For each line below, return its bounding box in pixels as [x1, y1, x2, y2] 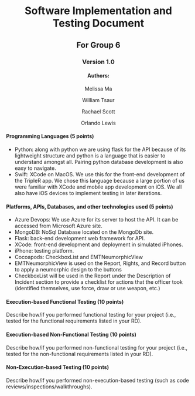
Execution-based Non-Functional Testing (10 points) [6, 331, 136, 338]
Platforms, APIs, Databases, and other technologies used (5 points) [6, 203, 173, 210]
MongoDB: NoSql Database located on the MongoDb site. [14, 229, 154, 236]
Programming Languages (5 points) [6, 133, 94, 140]
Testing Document [52, 16, 145, 30]
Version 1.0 [81, 58, 115, 66]
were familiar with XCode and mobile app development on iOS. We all [14, 183, 182, 190]
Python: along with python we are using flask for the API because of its [14, 146, 186, 153]
